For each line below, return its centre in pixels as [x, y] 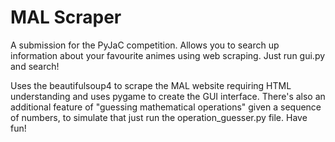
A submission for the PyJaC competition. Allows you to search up [145, 45]
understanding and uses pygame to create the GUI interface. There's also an [168, 96]
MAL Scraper [66, 17]
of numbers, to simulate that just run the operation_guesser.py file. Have [159, 117]
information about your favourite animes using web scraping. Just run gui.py [168, 55]
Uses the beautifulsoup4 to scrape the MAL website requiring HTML [151, 85]
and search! [35, 66]
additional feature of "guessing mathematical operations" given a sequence [166, 107]
